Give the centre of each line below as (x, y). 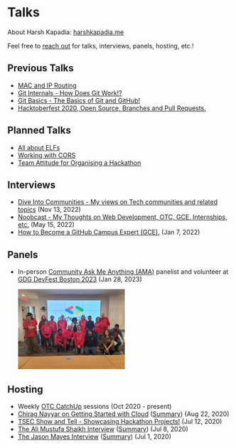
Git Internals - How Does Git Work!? (70, 92)
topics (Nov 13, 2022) (49, 210)
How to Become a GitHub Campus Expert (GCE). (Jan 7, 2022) (109, 233)
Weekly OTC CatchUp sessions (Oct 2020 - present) (95, 407)
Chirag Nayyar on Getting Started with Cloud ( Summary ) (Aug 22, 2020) (123, 414)
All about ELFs (39, 147)
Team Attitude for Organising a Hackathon (79, 162)
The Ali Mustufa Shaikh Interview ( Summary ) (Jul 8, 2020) (103, 429)
